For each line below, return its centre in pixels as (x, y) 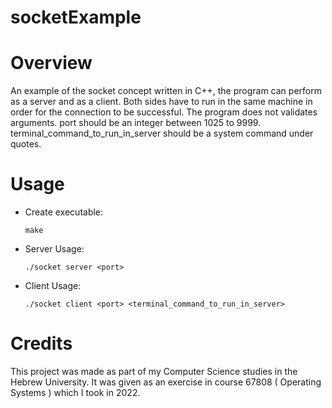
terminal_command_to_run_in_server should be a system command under (162, 133)
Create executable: (64, 212)
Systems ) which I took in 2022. (75, 392)
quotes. (26, 144)
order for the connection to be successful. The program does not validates (164, 112)
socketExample (76, 17)
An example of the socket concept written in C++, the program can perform (166, 91)
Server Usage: (54, 249)
